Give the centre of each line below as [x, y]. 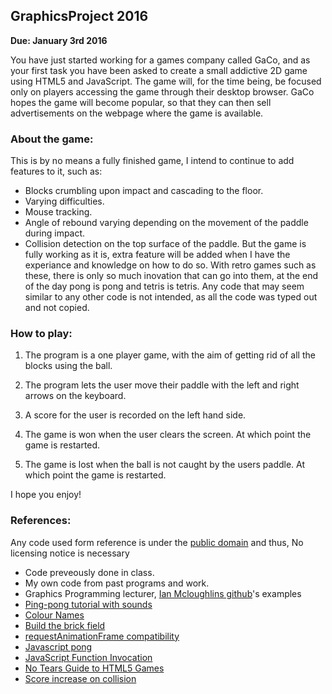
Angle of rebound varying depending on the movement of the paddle [166, 223]
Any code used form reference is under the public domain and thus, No [157, 542]
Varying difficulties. [64, 201]
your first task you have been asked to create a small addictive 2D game [159, 70]
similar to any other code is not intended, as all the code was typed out [171, 297]
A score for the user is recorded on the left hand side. [135, 415]
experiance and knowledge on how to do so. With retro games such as [170, 265]
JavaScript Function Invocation [88, 657]
